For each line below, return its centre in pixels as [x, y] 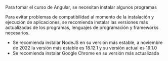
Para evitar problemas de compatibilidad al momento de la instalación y [80, 17]
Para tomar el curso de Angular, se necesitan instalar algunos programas [81, 7]
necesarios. [17, 33]
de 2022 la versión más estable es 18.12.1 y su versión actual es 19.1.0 [85, 48]
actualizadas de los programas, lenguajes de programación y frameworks [82, 27]
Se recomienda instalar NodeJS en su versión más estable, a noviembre [88, 42]
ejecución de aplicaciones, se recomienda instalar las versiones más [77, 22]
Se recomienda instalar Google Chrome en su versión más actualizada [86, 53]
